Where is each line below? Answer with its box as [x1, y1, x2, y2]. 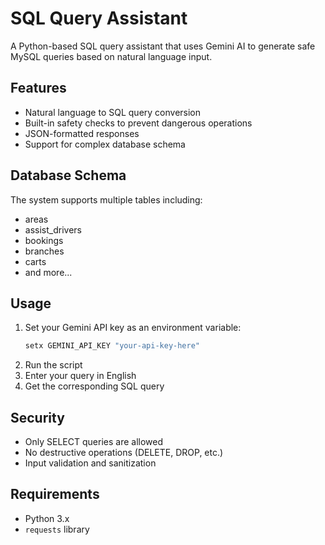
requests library [24, 523, 90, 535]
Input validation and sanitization [24, 457, 157, 469]
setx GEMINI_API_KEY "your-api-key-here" [24, 341, 201, 351]
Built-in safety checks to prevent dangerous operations [24, 117, 253, 129]
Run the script [24, 359, 83, 371]
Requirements [10, 486, 100, 503]
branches [24, 245, 65, 257]
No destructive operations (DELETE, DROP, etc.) [24, 447, 224, 459]
